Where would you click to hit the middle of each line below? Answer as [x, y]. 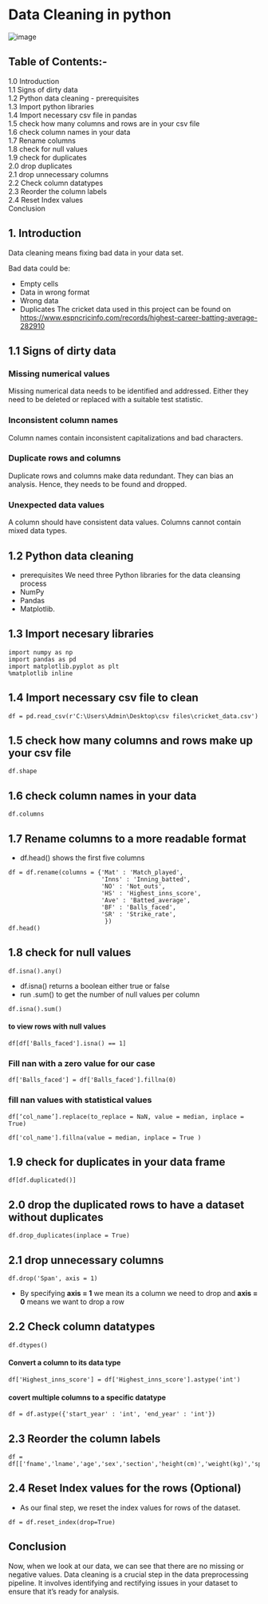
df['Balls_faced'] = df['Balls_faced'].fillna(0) [93, 1080]
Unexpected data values [57, 504]
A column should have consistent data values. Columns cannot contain [125, 522]
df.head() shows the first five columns [82, 858]
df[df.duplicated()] [43, 1180]
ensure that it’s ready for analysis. [64, 1591]
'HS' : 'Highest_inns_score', [151, 894]
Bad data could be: [39, 268]
